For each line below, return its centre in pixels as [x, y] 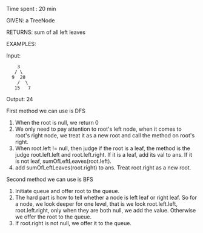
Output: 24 [20, 99]
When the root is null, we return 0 [57, 123]
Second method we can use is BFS [50, 179]
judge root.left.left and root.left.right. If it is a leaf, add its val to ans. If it [104, 155]
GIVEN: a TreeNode [31, 20]
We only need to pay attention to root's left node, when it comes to [98, 129]
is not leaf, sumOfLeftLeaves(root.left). [63, 161]
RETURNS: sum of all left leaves [46, 32]
